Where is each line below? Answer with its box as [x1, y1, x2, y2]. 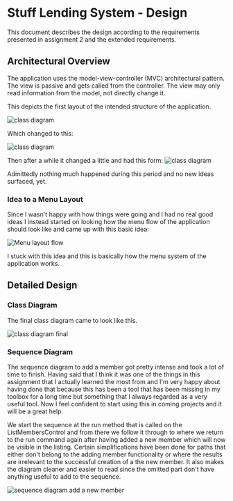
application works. [7, 260, 60, 268]
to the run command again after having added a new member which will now [7, 436, 226, 444]
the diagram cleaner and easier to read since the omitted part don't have [7, 465, 215, 474]
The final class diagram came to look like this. [7, 316, 138, 324]
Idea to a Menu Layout [7, 194, 83, 204]
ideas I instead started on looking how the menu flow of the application [7, 218, 210, 226]
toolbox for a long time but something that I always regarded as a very [7, 392, 208, 401]
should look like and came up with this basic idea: [7, 225, 149, 234]
